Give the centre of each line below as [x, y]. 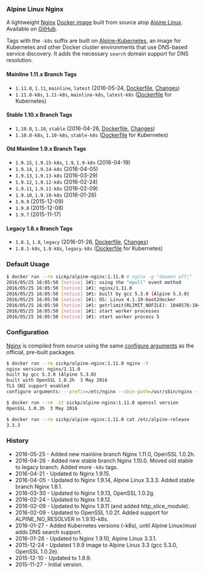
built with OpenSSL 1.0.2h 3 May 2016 [57, 381]
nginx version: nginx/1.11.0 [43, 369]
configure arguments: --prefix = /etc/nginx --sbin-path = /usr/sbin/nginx [99, 392]
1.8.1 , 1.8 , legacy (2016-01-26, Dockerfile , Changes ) [81, 242]
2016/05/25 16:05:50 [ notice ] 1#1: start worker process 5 [83, 316]
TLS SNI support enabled [38, 386]
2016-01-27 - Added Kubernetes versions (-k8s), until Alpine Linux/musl [106, 525]
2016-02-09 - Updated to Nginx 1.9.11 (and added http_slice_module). [103, 506]
